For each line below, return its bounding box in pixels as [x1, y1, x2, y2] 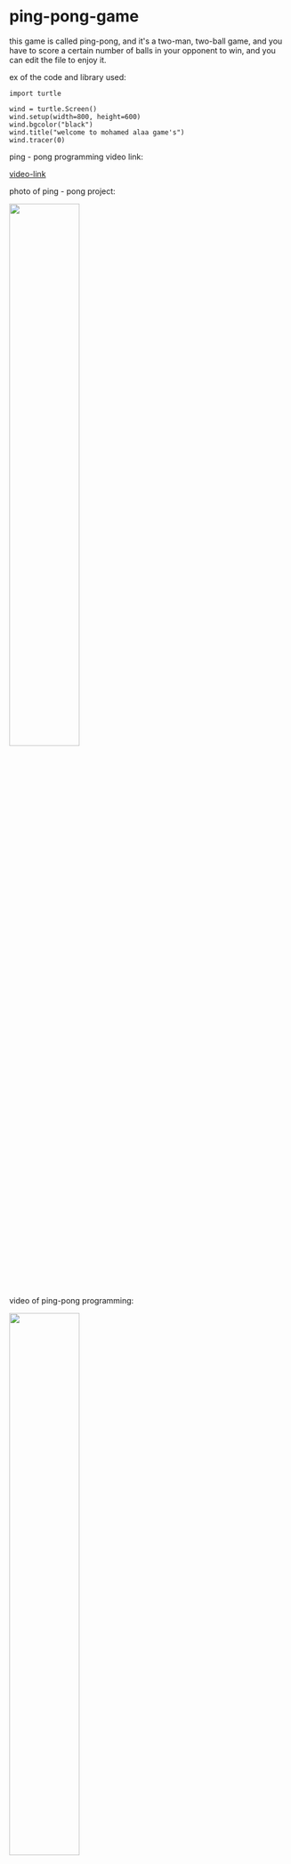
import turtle [9, 89, 62, 98]
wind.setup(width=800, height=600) [9, 112, 141, 121]
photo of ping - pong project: [9, 185, 116, 197]
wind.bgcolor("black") [9, 120, 93, 129]
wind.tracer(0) [9, 135, 66, 144]
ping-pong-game [9, 6, 140, 27]
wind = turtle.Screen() [9, 104, 98, 113]
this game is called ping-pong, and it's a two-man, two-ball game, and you [9, 36, 283, 46]
